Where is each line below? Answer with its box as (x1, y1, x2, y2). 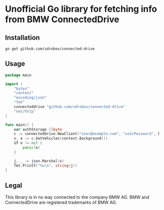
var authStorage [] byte (14, 127, 62, 132)
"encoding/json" (14, 95, 47, 100)
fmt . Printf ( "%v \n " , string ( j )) (14, 163, 78, 168)
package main (5, 73, 32, 78)
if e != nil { (14, 141, 42, 146)
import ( (5, 81, 23, 86)
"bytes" (14, 86, 29, 91)
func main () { (5, 122, 34, 127)
